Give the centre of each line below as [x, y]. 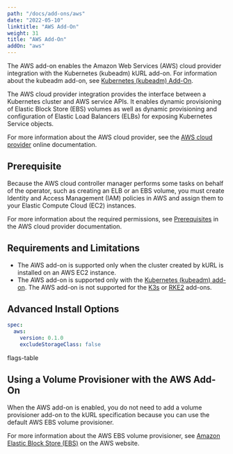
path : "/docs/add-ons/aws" [46, 14]
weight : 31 [23, 33]
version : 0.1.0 [42, 338]
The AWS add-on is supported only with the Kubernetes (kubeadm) [114, 280]
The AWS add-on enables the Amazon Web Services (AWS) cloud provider [114, 66]
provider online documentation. [52, 144]
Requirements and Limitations [74, 248]
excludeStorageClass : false [60, 345]
